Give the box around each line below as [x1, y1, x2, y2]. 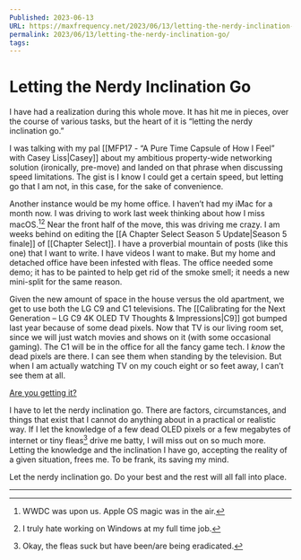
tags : [9, 38, 30, 48]
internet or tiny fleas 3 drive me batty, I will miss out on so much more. [9, 433, 266, 445]
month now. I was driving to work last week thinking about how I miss [9, 208, 266, 219]
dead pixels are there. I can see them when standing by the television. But [9, 351, 282, 362]
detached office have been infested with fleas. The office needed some [9, 257, 273, 267]
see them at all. [9, 370, 65, 381]
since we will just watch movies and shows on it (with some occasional [9, 331, 271, 342]
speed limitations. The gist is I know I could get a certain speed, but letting [9, 171, 284, 182]
